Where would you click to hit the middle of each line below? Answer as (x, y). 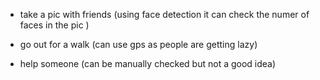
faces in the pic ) (54, 25)
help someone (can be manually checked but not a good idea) (148, 63)
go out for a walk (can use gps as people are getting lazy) (138, 44)
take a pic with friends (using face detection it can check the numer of (164, 14)
